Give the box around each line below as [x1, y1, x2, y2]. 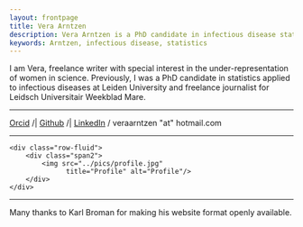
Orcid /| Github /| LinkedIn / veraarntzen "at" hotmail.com [9, 118, 223, 129]
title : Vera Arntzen [9, 22, 87, 31]
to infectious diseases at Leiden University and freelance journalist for [9, 82, 270, 93]
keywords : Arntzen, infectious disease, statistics [9, 38, 207, 48]
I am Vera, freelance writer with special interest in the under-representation [9, 63, 289, 74]
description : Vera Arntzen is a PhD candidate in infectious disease [9, 30, 277, 39]
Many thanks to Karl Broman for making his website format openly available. [9, 207, 292, 218]
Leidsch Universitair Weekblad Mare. [9, 92, 146, 103]
